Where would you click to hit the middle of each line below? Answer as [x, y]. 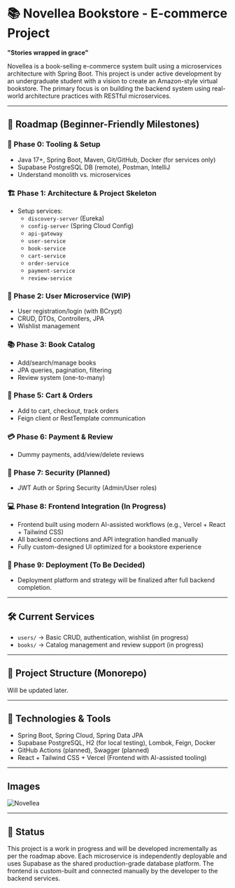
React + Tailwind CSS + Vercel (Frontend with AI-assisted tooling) [112, 758]
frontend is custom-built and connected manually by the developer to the [113, 871]
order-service [48, 263]
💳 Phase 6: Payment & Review [60, 437]
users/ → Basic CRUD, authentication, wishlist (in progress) [103, 637]
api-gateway [45, 234]
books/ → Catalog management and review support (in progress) [111, 644]
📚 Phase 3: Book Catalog [51, 345]
